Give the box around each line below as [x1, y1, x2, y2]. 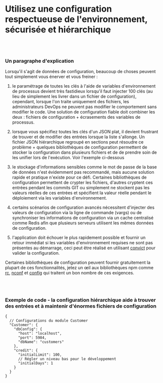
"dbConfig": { [14, 327, 42, 331]
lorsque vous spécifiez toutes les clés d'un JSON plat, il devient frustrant [12, 129, 159, 135]
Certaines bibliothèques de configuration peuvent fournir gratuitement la [5, 259, 151, 266]
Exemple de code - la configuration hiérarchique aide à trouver [5, 297, 156, 304]
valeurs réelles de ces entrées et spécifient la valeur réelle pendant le [12, 190, 152, 196]
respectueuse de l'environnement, [5, 14, 148, 25]
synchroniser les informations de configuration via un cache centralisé [12, 215, 154, 221]
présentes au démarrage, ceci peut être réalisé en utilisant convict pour [12, 245, 156, 251]
